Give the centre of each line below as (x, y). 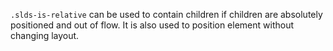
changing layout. (45, 35)
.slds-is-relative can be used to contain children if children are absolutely (166, 14)
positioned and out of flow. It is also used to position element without (152, 25)
